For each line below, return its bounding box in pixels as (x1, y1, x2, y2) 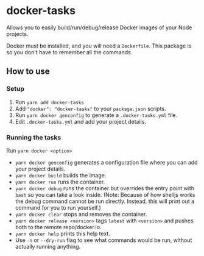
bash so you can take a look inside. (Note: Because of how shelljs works (15, 191, 195, 198)
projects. (6, 30, 29, 37)
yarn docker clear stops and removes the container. (15, 210, 147, 218)
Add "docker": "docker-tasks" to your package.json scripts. (15, 105, 166, 112)
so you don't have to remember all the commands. (6, 48, 133, 55)
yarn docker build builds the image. (15, 171, 107, 179)
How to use (6, 66, 50, 77)
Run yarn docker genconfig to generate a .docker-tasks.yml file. (15, 111, 178, 119)
